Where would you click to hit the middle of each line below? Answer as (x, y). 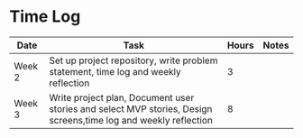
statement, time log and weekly (115, 71)
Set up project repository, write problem (133, 60)
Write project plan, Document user (122, 97)
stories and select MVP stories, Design (131, 108)
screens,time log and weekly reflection (131, 120)
